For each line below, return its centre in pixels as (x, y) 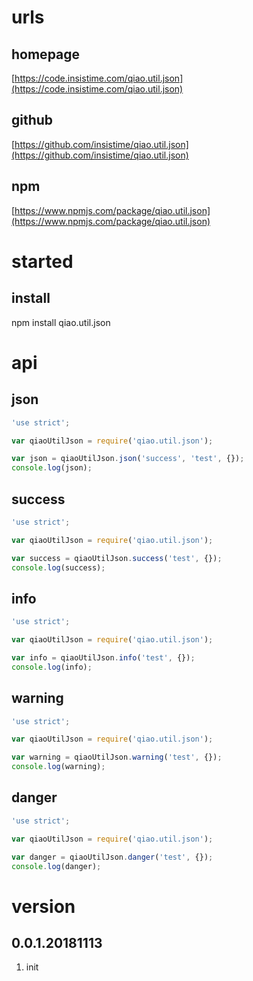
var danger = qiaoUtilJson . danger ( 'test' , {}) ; (112, 857)
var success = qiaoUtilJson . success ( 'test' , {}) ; (117, 558)
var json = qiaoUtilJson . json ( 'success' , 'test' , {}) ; (128, 459)
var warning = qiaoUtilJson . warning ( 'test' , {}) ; (117, 757)
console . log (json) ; (52, 468)
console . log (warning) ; (58, 767)
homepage (46, 54)
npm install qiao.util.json (61, 322)
